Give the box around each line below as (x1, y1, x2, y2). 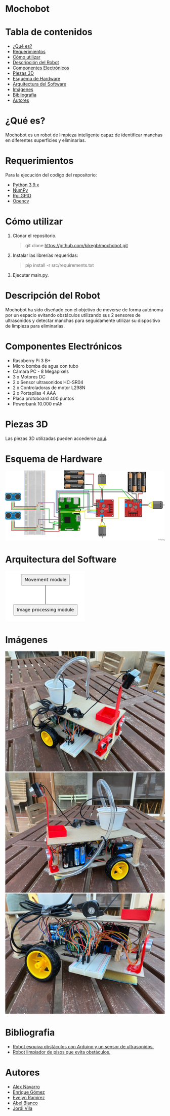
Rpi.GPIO (12, 193, 32, 198)
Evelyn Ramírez (12, 1094, 45, 1100)
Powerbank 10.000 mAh (12, 400, 63, 407)
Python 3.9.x (12, 182, 39, 188)
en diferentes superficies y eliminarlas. (5, 137, 86, 143)
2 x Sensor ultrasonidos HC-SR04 (12, 379, 83, 385)
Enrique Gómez (12, 1089, 46, 1095)
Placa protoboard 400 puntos (12, 395, 74, 401)
